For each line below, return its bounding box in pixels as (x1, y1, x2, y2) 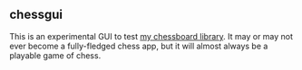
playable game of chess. (9, 49, 102, 61)
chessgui (9, 7, 63, 22)
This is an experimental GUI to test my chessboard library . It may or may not (9, 31, 293, 41)
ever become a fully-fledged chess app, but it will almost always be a (9, 40, 268, 51)
